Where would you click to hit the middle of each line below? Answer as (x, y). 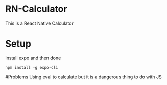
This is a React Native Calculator (40, 23)
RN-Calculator (36, 9)
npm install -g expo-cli (32, 67)
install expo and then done (33, 58)
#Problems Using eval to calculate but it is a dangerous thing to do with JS (83, 77)
